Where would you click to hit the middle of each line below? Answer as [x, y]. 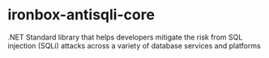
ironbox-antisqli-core [81, 15]
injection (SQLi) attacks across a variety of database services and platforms [134, 45]
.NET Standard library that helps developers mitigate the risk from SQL [125, 37]
